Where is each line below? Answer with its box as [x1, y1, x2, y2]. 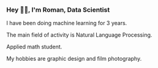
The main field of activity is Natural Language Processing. [6, 31, 152, 39]
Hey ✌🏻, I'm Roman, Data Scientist [6, 6, 110, 14]
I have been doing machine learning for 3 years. [6, 20, 127, 27]
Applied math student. [6, 43, 62, 51]
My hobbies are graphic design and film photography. [6, 55, 142, 62]
